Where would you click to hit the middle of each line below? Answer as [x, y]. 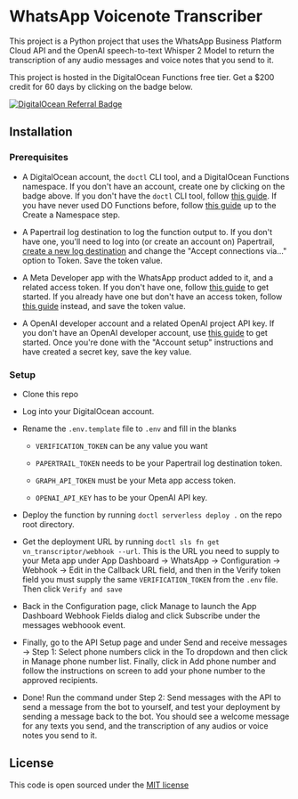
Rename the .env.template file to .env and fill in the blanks [129, 428]
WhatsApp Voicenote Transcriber [136, 16]
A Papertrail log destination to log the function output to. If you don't [147, 232]
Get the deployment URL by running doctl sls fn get [121, 542]
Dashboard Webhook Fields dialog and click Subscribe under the [141, 616]
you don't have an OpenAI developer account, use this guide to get [145, 332]
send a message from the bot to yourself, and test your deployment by [151, 706]
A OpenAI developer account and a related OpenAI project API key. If [148, 323]
